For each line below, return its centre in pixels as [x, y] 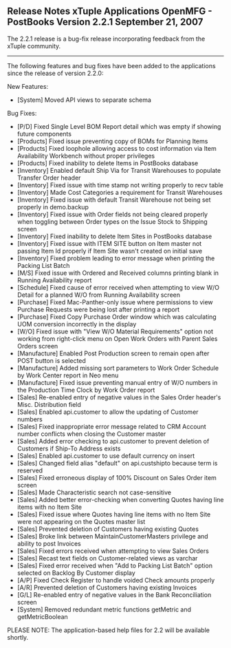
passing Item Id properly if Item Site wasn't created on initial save [110, 251]
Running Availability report [54, 280]
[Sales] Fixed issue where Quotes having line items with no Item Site [114, 514]
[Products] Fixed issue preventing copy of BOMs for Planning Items [112, 141]
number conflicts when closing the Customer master [91, 434]
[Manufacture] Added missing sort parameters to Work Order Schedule [118, 368]
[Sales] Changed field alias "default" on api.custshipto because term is [117, 463]
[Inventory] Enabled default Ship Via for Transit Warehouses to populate [119, 170]
